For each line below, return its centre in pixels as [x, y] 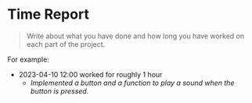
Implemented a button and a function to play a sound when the [132, 83]
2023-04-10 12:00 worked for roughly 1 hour [90, 74]
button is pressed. [59, 91]
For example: [29, 59]
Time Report [48, 14]
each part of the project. [66, 44]
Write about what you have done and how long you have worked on [135, 36]
